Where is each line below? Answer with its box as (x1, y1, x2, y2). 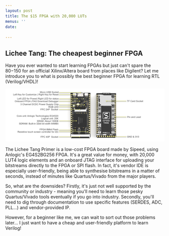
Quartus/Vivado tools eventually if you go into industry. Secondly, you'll (5, 194, 154, 200)
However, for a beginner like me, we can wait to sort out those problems (5, 214, 156, 220)
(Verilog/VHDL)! (5, 78, 38, 85)
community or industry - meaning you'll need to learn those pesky (5, 188, 143, 194)
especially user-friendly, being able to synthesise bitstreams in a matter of (5, 168, 160, 174)
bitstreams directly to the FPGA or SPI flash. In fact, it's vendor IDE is (5, 163, 149, 169)
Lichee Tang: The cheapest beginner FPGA (5, 49, 143, 58)
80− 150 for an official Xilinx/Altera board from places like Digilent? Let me (5, 67, 159, 73)
